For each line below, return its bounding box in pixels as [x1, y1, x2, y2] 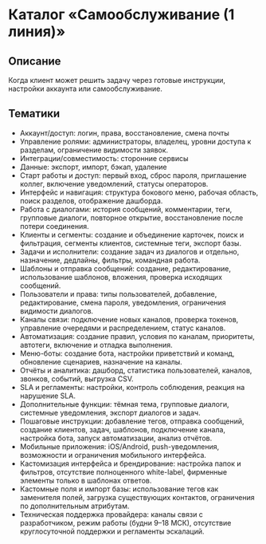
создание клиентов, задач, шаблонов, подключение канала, [19, 424, 225, 434]
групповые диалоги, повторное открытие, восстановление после [19, 213, 244, 223]
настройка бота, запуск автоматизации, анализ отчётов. [19, 433, 213, 443]
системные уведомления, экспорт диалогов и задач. [19, 408, 201, 417]
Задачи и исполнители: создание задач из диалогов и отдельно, [19, 246, 240, 256]
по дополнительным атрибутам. [19, 501, 130, 510]
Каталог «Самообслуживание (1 [8, 6, 235, 24]
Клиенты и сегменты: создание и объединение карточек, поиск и [19, 230, 244, 239]
